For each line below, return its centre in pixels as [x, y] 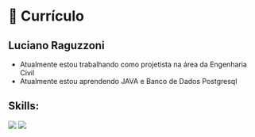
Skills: [24, 106]
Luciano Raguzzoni [56, 46]
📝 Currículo [46, 16]
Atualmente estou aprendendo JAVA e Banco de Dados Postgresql [128, 81]
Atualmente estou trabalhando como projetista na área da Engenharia [133, 64]
